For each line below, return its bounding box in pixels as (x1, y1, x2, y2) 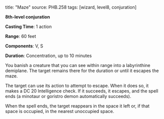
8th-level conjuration (5, 14, 50, 19)
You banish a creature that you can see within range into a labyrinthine (5, 62, 150, 68)
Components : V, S (5, 43, 43, 49)
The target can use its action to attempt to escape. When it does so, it (5, 82, 149, 88)
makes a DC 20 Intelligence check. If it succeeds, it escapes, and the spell (5, 88, 158, 94)
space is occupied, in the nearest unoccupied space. (5, 108, 114, 114)
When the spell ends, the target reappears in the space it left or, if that (5, 103, 150, 109)
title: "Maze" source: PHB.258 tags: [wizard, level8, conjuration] (5, 4, 136, 10)
